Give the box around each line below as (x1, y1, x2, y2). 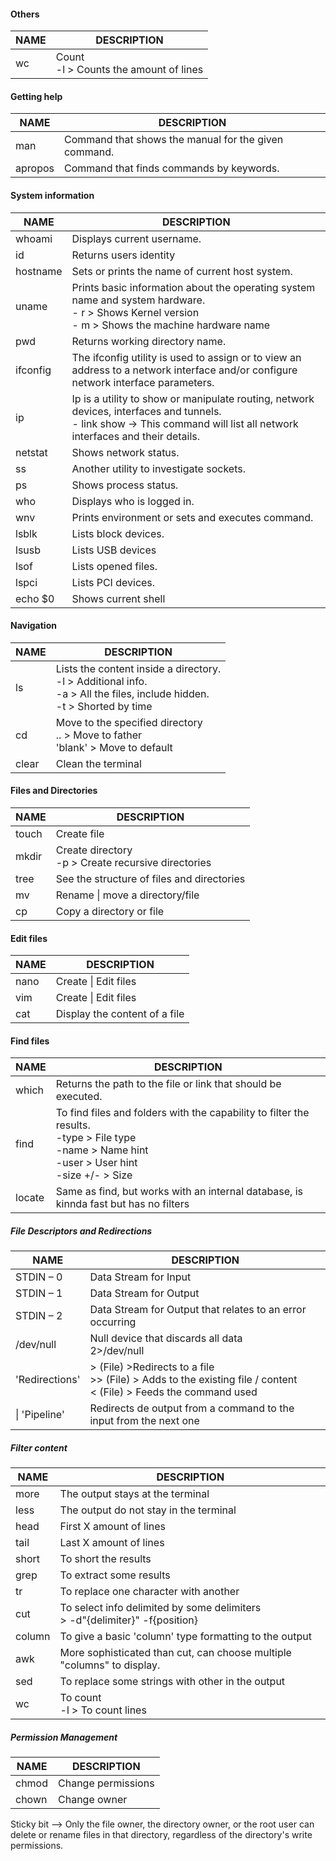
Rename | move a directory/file (55, 888, 200, 902)
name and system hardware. (71, 293, 206, 307)
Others (10, 8, 40, 20)
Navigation (10, 620, 57, 632)
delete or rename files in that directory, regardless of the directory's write (10, 1829, 313, 1841)
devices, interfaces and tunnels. (71, 404, 222, 418)
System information (10, 190, 95, 201)
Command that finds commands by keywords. (63, 161, 280, 175)
